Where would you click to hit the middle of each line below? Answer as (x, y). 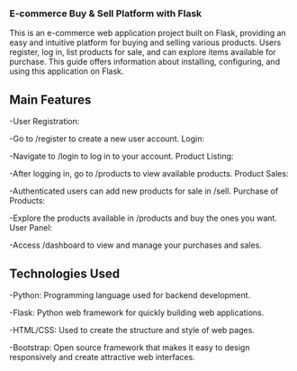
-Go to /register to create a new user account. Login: (107, 139)
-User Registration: (45, 122)
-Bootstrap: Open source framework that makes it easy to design (130, 347)
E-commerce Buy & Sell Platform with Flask (106, 14)
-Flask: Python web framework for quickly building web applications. (137, 312)
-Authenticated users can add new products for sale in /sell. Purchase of (144, 191)
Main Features (50, 100)
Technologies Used (64, 273)
